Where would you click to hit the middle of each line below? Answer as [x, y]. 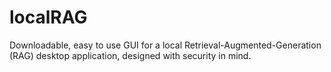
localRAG [48, 17]
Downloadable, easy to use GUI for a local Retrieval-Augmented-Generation [165, 45]
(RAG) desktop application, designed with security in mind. [130, 55]
